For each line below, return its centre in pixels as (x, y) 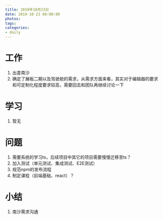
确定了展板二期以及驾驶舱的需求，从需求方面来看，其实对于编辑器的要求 (85, 78)
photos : (13, 19)
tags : (11, 23)
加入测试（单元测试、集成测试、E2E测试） (55, 163)
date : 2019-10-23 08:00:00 (33, 14)
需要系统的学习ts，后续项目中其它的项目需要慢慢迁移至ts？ (71, 157)
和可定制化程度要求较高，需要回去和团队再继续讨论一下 (68, 85)
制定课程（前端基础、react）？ (43, 175)
